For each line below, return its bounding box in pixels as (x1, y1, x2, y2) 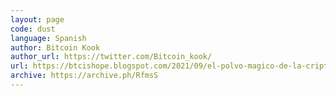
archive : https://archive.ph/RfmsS (10, 71, 159, 81)
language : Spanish (10, 33, 87, 43)
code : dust (10, 24, 56, 34)
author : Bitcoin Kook (10, 42, 101, 53)
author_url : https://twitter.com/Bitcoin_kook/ (10, 52, 213, 62)
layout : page (10, 14, 65, 25)
